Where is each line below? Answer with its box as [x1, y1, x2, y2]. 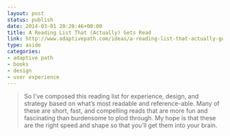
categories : [7, 49, 41, 55]
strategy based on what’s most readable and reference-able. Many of [23, 100, 220, 108]
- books [7, 61, 29, 68]
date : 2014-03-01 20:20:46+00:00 [7, 23, 103, 29]
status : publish [7, 16, 53, 23]
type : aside [7, 42, 41, 49]
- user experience [7, 73, 60, 81]
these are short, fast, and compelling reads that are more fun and [23, 107, 208, 115]
